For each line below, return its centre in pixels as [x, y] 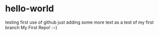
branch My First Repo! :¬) [31, 27]
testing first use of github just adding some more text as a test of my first [79, 22]
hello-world [30, 9]
